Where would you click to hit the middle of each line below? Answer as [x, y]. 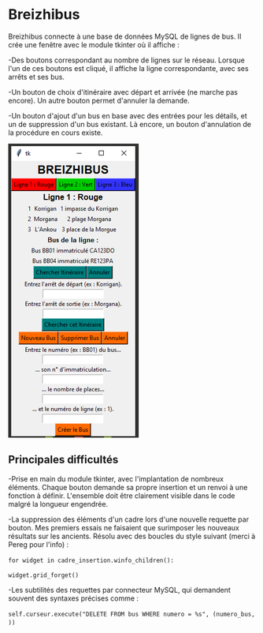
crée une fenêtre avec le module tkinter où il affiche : [94, 44]
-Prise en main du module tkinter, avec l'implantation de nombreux [116, 478]
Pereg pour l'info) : [39, 544]
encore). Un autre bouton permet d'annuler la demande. [99, 100]
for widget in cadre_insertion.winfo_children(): [91, 560]
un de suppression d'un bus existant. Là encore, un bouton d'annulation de [130, 124]
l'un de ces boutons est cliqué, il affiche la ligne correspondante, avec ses [129, 68]
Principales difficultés [63, 460]
